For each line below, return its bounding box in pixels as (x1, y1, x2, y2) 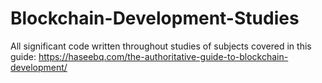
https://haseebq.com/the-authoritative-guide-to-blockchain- (38, 50, 289, 62)
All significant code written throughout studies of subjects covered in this (10, 40, 312, 52)
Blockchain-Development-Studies (10, 7, 300, 30)
